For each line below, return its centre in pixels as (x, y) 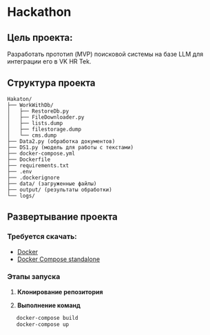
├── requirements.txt (38, 165)
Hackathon (39, 12)
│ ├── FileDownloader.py (46, 117)
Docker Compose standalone (59, 259)
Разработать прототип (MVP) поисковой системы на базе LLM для (105, 54)
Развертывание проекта (63, 217)
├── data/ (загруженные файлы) (52, 184)
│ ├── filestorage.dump (44, 129)
